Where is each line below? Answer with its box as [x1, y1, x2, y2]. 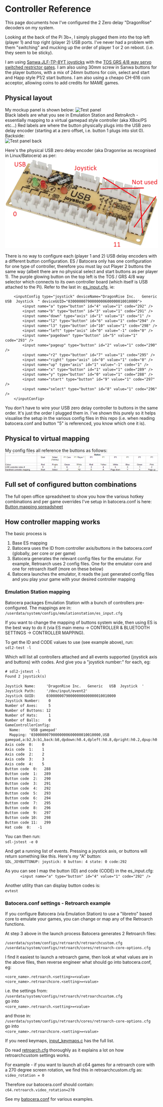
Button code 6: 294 [5, 795, 51, 801]
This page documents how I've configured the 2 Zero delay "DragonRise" [5, 19, 152, 25]
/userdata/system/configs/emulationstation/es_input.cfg [5, 611, 123, 616]
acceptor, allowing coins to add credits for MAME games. [5, 79, 120, 86]
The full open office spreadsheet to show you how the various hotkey [5, 493, 144, 499]
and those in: [5, 1013, 32, 1018]
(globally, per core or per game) [12, 550, 76, 556]
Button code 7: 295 [5, 800, 51, 806]
